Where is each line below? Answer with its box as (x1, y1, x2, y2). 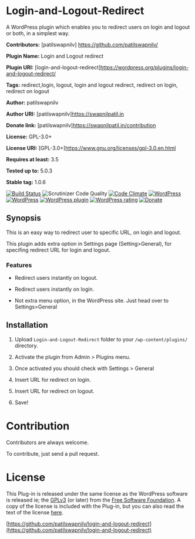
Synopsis (6, 213, 41, 223)
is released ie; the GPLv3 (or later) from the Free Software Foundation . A (6, 496, 181, 503)
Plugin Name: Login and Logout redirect (6, 52, 104, 59)
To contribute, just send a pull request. (6, 450, 100, 457)
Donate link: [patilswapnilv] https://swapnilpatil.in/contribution (6, 121, 156, 128)
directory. (14, 342, 38, 349)
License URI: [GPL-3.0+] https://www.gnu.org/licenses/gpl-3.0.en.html (6, 144, 176, 151)
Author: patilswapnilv (6, 99, 59, 106)
